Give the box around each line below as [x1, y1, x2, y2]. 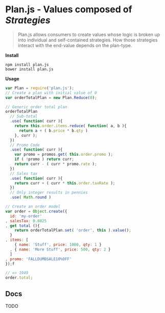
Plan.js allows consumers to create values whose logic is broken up [17, 31, 160, 37]
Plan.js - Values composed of [5, 4, 132, 15]
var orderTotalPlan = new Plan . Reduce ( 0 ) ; [5, 95, 97, 100]
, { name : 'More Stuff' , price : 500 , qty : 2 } [10, 247, 111, 252]
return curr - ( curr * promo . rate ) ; [14, 161, 97, 167]
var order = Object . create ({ [5, 208, 67, 214]
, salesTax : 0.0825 [5, 218, 47, 223]
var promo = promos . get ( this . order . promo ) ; [14, 152, 113, 157]
